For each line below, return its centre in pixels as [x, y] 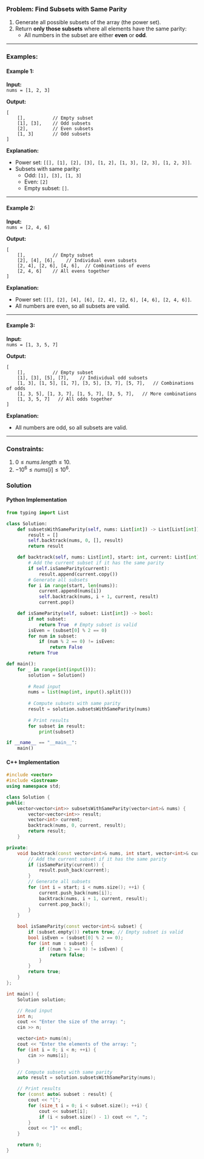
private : [17, 848]
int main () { [23, 994]
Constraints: [25, 449]
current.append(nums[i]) [70, 591]
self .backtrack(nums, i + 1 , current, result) [99, 597]
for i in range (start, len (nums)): [73, 585]
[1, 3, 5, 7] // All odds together [65, 399]
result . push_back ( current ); [74, 870]
